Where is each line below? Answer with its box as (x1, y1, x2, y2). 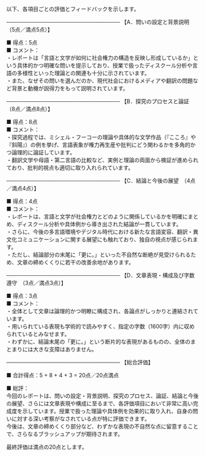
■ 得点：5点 (6, 39, 38, 46)
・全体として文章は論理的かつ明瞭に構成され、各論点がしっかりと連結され (6, 308, 193, 314)
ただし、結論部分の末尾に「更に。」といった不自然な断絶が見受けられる (11, 251, 191, 258)
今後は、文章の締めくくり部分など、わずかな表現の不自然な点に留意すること (6, 423, 199, 430)
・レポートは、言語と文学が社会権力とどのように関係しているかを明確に (6, 213, 188, 220)
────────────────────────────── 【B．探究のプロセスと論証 (6, 98, 189, 105)
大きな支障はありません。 (32, 346, 98, 353)
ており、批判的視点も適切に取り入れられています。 (6, 164, 134, 171)
